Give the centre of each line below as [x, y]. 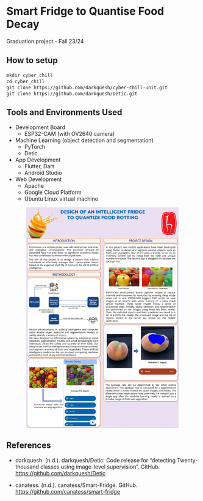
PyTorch [35, 147]
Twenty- [187, 460]
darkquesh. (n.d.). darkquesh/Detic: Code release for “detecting [95, 460]
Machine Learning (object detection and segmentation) [84, 140]
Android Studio [43, 173]
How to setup [32, 60]
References [29, 446]
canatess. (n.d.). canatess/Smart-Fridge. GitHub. [76, 485]
